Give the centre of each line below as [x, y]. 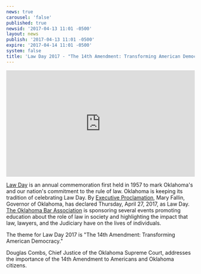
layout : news [22, 34]
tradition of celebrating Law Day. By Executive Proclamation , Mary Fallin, [96, 198]
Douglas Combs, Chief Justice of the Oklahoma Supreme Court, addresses [99, 253]
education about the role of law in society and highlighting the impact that [97, 217]
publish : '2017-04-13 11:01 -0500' [51, 40]
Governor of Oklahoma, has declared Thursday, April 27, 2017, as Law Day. [98, 204]
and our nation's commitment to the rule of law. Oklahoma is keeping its [95, 191]
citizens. [16, 266]
